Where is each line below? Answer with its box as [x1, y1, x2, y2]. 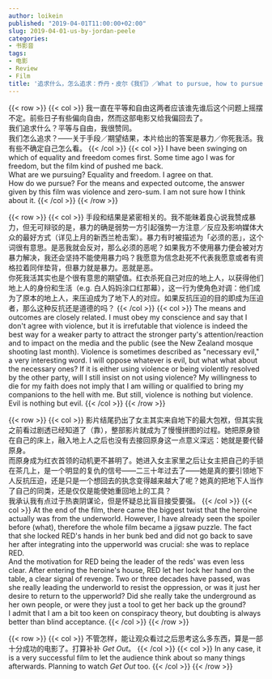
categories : [8, 34, 49, 43]
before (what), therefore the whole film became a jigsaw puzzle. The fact [8, 522, 253, 532]
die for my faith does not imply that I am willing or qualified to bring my [8, 381, 244, 391]
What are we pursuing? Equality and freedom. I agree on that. [8, 169, 214, 179]
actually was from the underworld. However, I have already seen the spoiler [8, 513, 261, 523]
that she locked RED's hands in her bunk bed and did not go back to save [8, 531, 253, 541]
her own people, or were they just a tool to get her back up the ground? [8, 600, 247, 609]
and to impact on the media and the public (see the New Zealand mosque [8, 337, 253, 348]
